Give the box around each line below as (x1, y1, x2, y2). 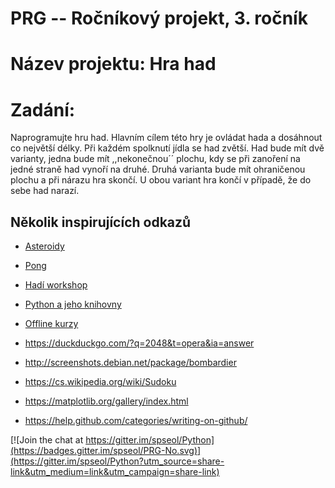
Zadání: (10, 98, 76, 121)
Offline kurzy (24, 318, 79, 330)
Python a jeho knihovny (24, 298, 122, 311)
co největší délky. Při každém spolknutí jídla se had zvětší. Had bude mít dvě (10, 142, 325, 154)
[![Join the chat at (10, 434, 84, 446)
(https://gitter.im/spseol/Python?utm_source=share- (10, 455, 225, 467)
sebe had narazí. (10, 185, 80, 197)
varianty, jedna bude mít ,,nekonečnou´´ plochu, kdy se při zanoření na (10, 153, 301, 165)
